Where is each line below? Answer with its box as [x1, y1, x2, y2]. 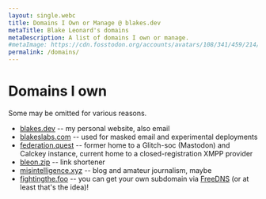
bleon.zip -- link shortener [19, 157, 105, 167]
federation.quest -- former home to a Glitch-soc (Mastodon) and [19, 140, 230, 150]
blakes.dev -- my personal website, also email [19, 123, 170, 133]
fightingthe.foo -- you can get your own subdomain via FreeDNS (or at [19, 174, 249, 183]
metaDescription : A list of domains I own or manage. [8, 33, 190, 42]
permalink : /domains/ [8, 48, 80, 56]
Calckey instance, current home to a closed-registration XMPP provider [19, 148, 253, 158]
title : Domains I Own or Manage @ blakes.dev [8, 19, 161, 27]
